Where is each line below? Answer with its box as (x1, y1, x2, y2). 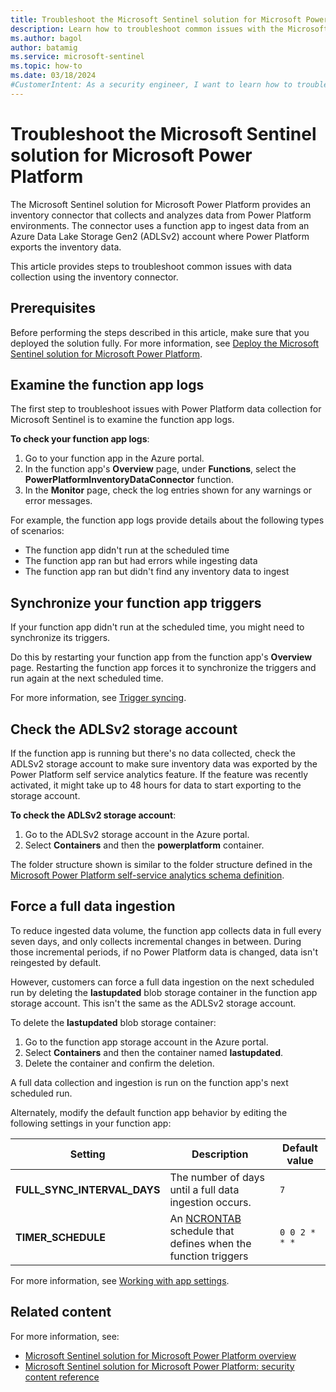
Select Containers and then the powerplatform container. (24, 839, 265, 851)
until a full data (169, 1182, 240, 1196)
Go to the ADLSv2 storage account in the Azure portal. (24, 828, 250, 840)
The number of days (169, 1170, 265, 1184)
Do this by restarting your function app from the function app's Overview (10, 651, 313, 663)
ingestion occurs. (169, 1195, 252, 1209)
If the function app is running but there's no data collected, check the (10, 747, 297, 759)
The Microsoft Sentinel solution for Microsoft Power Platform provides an (10, 198, 311, 210)
